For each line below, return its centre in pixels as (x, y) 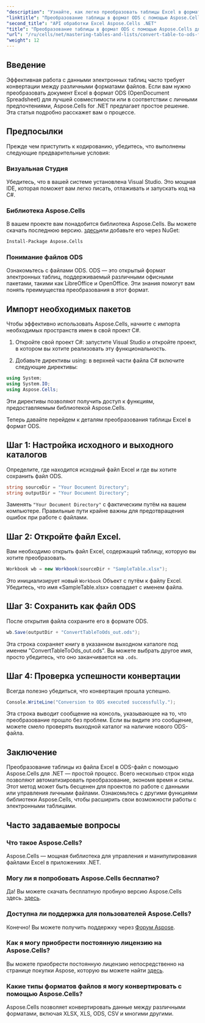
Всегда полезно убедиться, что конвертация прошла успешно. (88, 691)
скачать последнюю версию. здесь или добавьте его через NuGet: (93, 230)
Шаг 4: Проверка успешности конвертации (94, 676)
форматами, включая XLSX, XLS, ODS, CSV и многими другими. (90, 1014)
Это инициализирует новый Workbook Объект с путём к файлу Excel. (94, 581)
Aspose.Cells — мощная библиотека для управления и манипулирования (102, 856)
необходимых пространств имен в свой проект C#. (74, 330)
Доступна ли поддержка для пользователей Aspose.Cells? (99, 914)
